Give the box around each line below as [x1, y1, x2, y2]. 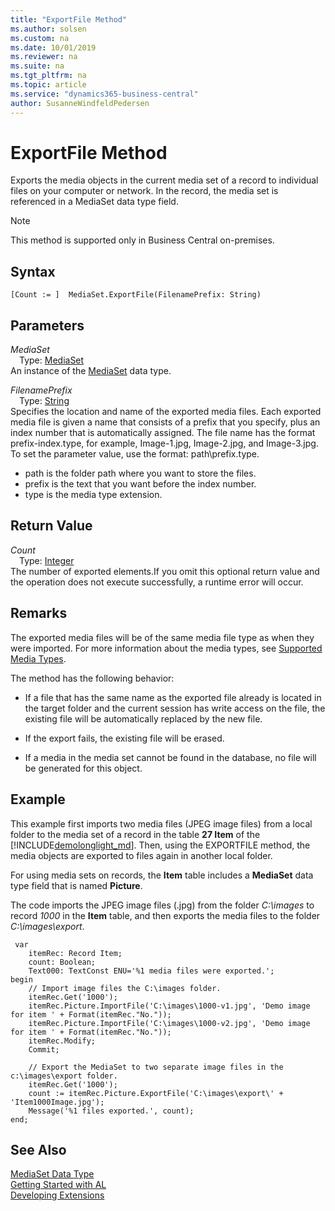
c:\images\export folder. [10, 1071, 118, 1081]
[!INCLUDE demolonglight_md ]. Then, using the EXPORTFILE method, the [10, 839, 311, 851]
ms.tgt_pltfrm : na [10, 71, 87, 81]
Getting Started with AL [10, 1179, 107, 1191]
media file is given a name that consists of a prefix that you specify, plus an [10, 416, 321, 428]
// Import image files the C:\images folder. [28, 983, 222, 993]
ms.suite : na [10, 61, 65, 71]
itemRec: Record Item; [28, 948, 123, 958]
